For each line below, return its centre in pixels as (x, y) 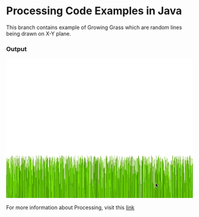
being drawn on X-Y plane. (39, 33)
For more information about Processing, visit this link (70, 208)
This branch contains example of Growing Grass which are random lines (94, 27)
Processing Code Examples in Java (94, 11)
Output (17, 49)
